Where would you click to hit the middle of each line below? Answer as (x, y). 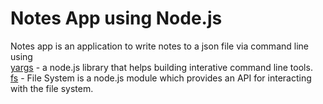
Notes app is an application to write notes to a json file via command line (159, 46)
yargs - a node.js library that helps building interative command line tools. (161, 67)
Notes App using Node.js (116, 18)
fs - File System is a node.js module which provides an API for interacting (161, 78)
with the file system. (52, 88)
